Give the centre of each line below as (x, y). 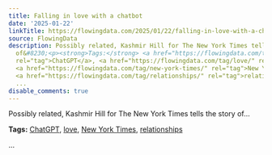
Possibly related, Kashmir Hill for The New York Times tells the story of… (130, 114)
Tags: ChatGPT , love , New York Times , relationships (96, 129)
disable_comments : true (49, 91)
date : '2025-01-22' (41, 23)
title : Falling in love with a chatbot (76, 16)
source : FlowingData (43, 38)
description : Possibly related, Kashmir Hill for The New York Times (128, 46)
